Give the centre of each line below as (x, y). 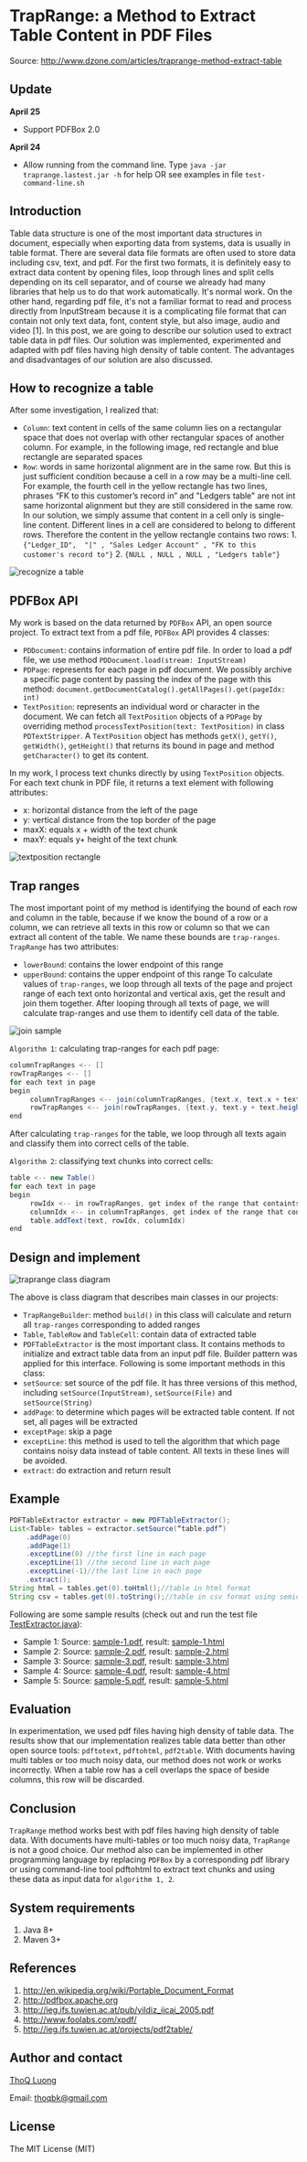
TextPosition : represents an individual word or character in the (141, 707)
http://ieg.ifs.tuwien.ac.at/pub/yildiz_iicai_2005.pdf (118, 2009)
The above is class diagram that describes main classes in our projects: (144, 1297)
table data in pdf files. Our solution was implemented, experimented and (145, 340)
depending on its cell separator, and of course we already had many (138, 282)
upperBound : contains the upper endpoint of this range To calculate (148, 974)
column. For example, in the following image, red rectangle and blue (150, 447)
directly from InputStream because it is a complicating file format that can (148, 311)
